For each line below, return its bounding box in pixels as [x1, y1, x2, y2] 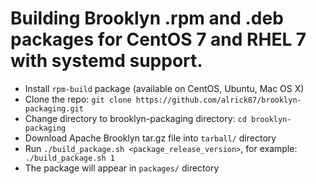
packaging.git [24, 103, 84, 114]
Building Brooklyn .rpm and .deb [10, 7, 284, 30]
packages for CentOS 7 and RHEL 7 [10, 28, 307, 51]
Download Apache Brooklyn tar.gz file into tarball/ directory [24, 132, 277, 144]
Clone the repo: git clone [24, 93, 132, 105]
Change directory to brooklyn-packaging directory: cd [24, 112, 247, 124]
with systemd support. [10, 50, 203, 72]
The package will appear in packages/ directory [24, 162, 220, 174]
